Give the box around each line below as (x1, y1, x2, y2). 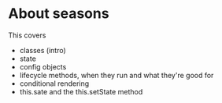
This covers (8, 30, 46, 40)
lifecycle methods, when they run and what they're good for (19, 70, 214, 80)
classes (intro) (19, 45, 67, 55)
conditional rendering (19, 79, 90, 88)
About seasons (8, 5, 109, 23)
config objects (19, 62, 67, 71)
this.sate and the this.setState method (19, 87, 143, 96)
